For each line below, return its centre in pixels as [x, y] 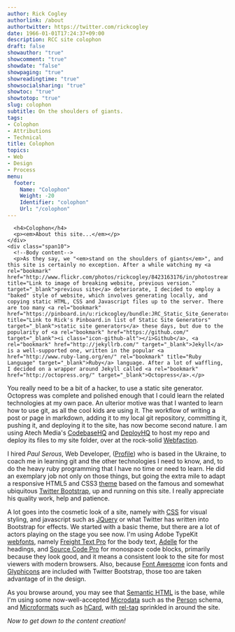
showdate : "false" [34, 66]
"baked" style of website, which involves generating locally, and [108, 295]
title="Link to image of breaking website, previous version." [101, 283]
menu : [15, 176]
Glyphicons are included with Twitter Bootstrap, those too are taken [104, 571]
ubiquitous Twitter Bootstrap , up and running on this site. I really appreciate [116, 491]
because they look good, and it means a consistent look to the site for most [116, 556]
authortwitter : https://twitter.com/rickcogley [78, 27]
